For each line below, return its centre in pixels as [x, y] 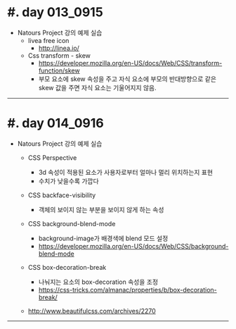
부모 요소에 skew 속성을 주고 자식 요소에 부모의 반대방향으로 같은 [127, 79]
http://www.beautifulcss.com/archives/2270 [92, 311]
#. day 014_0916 [55, 123]
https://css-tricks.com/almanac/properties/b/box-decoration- [128, 290]
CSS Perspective [52, 157]
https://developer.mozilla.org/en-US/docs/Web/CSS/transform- [130, 63]
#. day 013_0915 [55, 12]
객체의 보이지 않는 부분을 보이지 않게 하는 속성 [101, 209]
